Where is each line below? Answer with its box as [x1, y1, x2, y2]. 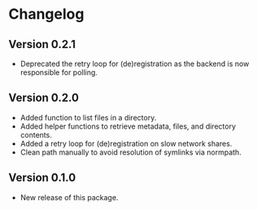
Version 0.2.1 [8, 37, 76, 51]
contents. [20, 129, 53, 139]
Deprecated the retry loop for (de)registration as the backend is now [20, 59, 250, 68]
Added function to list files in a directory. [20, 112, 157, 122]
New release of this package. [20, 192, 119, 202]
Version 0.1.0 [8, 171, 76, 185]
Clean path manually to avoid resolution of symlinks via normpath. [20, 147, 242, 157]
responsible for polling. [20, 68, 98, 77]
